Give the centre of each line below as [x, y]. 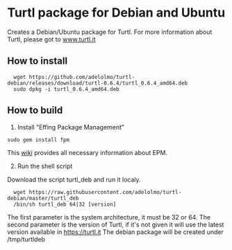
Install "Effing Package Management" [71, 127]
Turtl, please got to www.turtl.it [51, 39]
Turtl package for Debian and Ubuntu [116, 13]
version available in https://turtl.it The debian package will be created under [115, 232]
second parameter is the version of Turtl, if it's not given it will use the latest [116, 224]
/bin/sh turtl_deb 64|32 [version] [65, 204]
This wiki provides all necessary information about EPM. [88, 152]
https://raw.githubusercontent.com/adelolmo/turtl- [105, 192]
